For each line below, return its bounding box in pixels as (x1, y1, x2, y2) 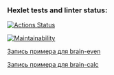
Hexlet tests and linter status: (7, 5, 108, 15)
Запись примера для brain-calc (7, 61, 99, 69)
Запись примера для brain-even (7, 47, 101, 56)
